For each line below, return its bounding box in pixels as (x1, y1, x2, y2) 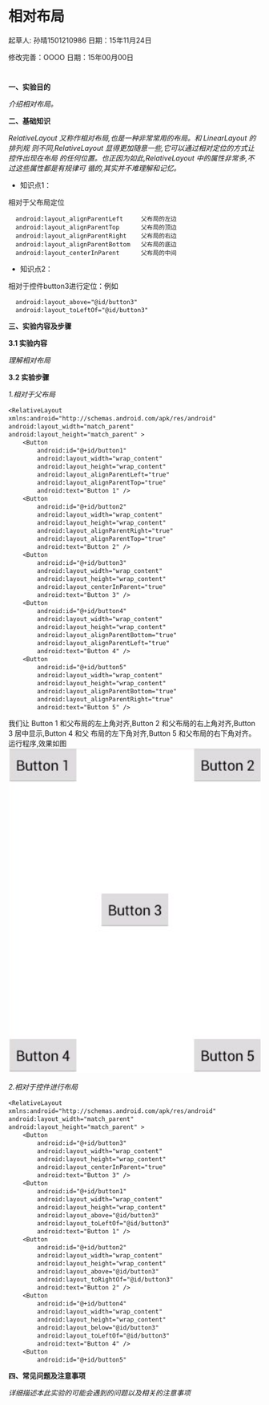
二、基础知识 (8, 116, 50, 126)
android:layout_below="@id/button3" (37, 1324, 159, 1332)
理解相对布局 (8, 355, 50, 365)
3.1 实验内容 (8, 339, 48, 348)
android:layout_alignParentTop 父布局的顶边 (15, 224, 178, 232)
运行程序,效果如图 (8, 739, 67, 749)
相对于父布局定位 (8, 197, 65, 207)
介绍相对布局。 (8, 99, 58, 109)
